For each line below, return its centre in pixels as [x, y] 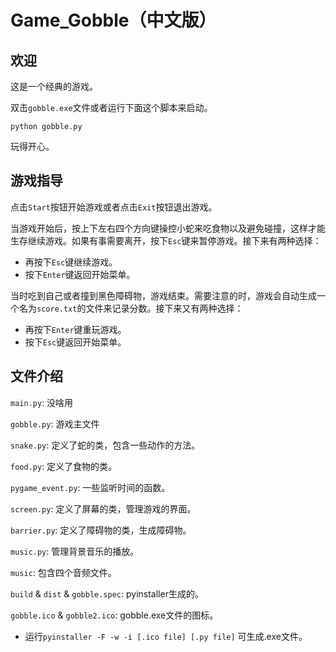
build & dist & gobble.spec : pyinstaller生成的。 [107, 593]
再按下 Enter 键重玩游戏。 [75, 329]
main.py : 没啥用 [42, 402]
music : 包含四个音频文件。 [63, 572]
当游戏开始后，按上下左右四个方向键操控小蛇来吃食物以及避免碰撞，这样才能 [168, 228]
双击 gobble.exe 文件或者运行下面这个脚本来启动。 [111, 107]
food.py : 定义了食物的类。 [64, 466]
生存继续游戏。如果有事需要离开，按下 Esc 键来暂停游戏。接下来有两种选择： [166, 240]
